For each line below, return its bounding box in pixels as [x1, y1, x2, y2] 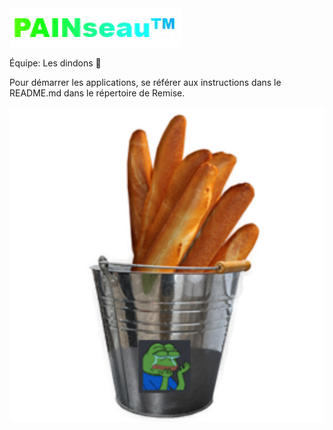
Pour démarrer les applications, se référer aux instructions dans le [9, 77, 282, 88]
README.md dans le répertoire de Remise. [9, 87, 186, 99]
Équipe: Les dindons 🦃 [9, 57, 102, 69]
